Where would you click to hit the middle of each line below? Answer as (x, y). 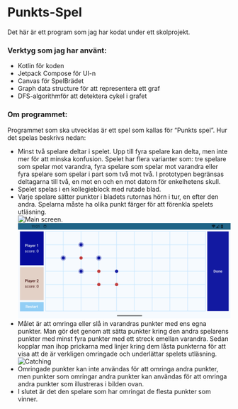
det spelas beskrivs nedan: (47, 137)
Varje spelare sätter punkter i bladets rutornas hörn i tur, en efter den (118, 197)
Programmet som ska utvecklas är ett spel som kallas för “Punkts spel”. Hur (118, 130)
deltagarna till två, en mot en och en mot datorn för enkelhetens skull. (119, 181)
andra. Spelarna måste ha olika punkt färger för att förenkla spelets (115, 204)
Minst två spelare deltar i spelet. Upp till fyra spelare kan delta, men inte (123, 151)
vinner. (28, 399)
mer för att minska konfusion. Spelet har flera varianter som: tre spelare (122, 159)
